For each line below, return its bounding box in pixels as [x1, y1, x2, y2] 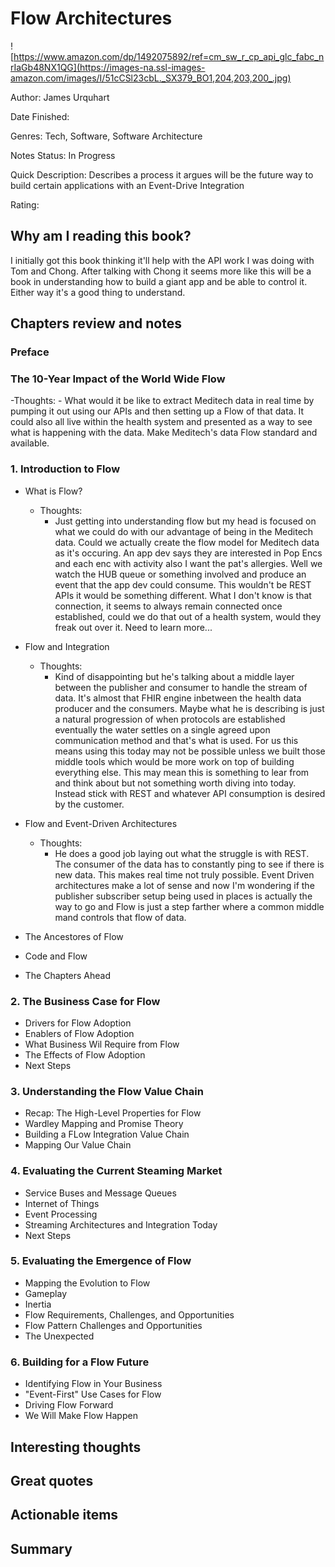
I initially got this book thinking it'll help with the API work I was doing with [10, 254, 315, 266]
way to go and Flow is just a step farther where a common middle [54, 900, 325, 912]
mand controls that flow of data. [54, 911, 187, 923]
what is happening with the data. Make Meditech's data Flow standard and [10, 427, 318, 439]
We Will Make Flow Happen [24, 1410, 138, 1422]
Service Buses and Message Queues [24, 1187, 177, 1199]
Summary [10, 1540, 73, 1557]
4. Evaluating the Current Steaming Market [10, 1164, 223, 1178]
